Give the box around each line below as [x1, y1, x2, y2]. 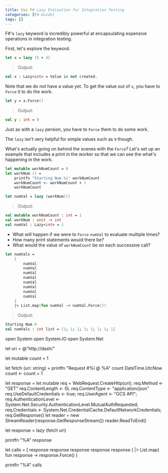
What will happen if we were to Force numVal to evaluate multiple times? [12, 231, 160, 237]
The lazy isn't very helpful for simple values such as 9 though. [5, 136, 134, 142]
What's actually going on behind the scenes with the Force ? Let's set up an [5, 145, 160, 151]
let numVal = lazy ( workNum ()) [5, 194, 71, 199]
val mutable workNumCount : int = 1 [5, 213, 82, 218]
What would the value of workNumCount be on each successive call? [12, 242, 151, 248]
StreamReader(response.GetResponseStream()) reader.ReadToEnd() [5, 418, 147, 423]
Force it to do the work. [5, 89, 53, 95]
